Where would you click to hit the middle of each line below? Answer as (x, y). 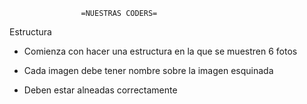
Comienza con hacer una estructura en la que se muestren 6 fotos (160, 51)
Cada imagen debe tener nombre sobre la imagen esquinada (148, 70)
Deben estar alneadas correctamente (100, 90)
